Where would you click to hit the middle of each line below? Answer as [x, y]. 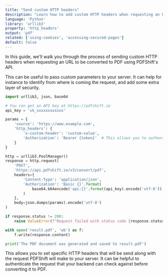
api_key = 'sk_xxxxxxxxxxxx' [35, 110]
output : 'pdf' [20, 33]
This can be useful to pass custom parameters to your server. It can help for [83, 77]
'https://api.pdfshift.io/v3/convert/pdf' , [60, 170]
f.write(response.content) [42, 235]
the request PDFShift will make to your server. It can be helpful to [72, 258]
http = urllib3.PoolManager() [37, 156]
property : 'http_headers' [32, 28]
